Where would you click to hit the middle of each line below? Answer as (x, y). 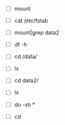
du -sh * (25, 105)
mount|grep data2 (37, 33)
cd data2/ (26, 81)
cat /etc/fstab (31, 21)
